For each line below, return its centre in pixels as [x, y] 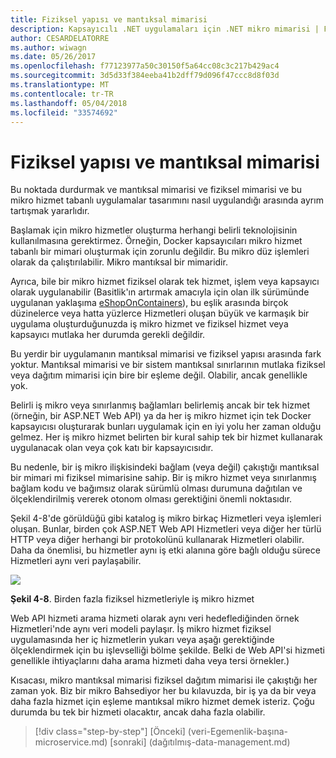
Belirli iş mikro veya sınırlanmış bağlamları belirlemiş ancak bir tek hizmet [160, 405]
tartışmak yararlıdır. [50, 211]
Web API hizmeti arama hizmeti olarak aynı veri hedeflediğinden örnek [155, 618]
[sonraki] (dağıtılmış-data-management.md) [200, 742]
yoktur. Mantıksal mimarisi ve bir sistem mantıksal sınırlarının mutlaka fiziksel [168, 365]
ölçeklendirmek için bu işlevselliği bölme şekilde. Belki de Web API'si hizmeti [167, 650]
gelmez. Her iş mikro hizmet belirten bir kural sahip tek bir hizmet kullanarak [166, 437]
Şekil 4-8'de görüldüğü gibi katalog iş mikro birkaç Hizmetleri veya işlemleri [166, 518]
